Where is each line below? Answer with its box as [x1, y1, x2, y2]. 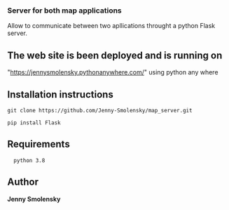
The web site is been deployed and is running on [7, 49, 223, 61]
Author [7, 176, 39, 188]
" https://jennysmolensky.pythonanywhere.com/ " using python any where [7, 68, 218, 77]
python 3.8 [13, 157, 46, 164]
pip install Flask [7, 119, 61, 126]
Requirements [7, 138, 70, 150]
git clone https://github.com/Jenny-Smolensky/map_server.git [7, 107, 193, 114]
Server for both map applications [7, 6, 123, 15]
